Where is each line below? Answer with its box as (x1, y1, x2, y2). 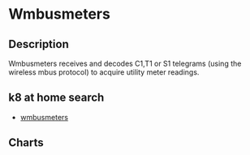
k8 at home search (8, 91, 105, 105)
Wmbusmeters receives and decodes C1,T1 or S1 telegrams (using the (8, 58, 242, 68)
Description (8, 37, 69, 51)
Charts (8, 136, 45, 150)
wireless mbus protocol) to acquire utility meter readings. (8, 67, 200, 77)
